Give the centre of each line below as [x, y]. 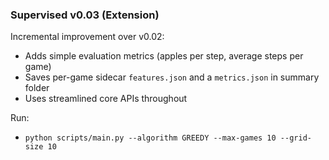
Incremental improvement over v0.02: [87, 37]
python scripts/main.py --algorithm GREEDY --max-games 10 [150, 138]
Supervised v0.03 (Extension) [85, 15]
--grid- [295, 138]
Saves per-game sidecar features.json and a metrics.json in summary [172, 77]
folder [37, 88]
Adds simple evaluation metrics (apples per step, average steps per [164, 56]
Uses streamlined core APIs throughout [106, 99]
